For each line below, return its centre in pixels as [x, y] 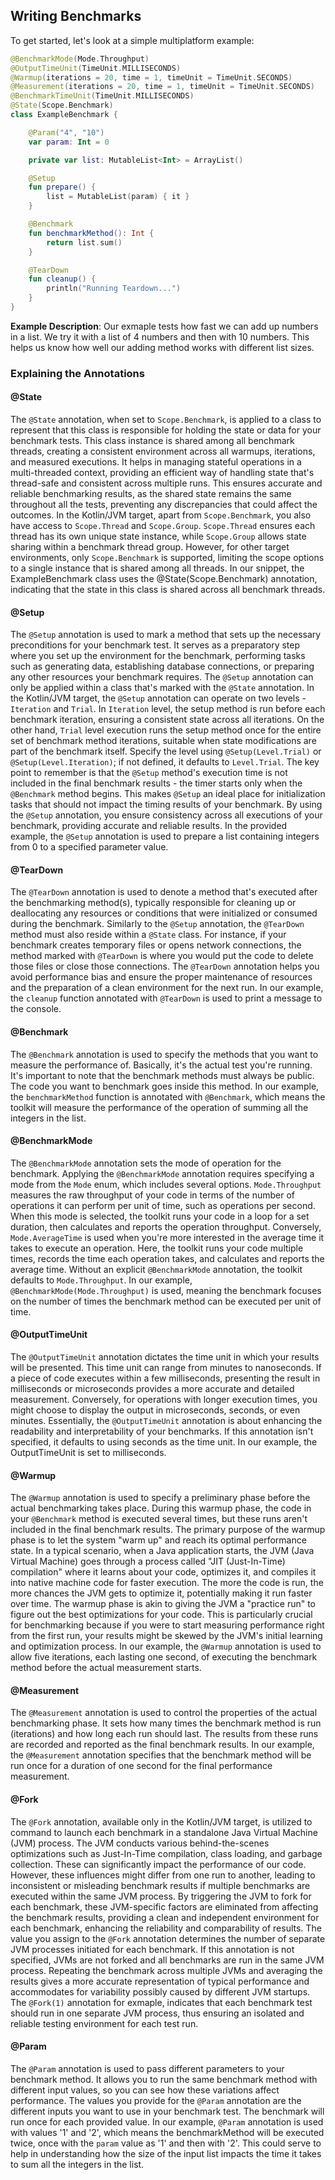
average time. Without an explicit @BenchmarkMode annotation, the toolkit [156, 1269]
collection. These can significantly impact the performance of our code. [158, 1864]
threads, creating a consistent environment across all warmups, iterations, [163, 451]
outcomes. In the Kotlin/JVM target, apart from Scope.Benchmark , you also [161, 515]
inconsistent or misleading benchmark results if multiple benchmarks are [160, 1885]
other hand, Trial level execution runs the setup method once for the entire [166, 730]
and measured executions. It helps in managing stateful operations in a [156, 462]
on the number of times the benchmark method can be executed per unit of [166, 1301]
